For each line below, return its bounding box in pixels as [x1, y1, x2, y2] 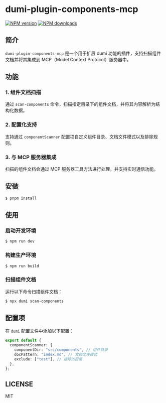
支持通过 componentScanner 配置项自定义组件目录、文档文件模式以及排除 [5, 133, 154, 140]
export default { [5, 338, 42, 343]
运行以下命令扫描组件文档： [5, 289, 63, 295]
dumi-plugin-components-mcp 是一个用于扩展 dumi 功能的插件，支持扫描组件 [5, 50, 161, 56]
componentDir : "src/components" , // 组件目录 [14, 347, 108, 352]
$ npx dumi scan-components [5, 299, 64, 304]
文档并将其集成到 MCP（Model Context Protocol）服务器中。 [5, 56, 131, 62]
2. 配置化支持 [5, 121, 37, 128]
